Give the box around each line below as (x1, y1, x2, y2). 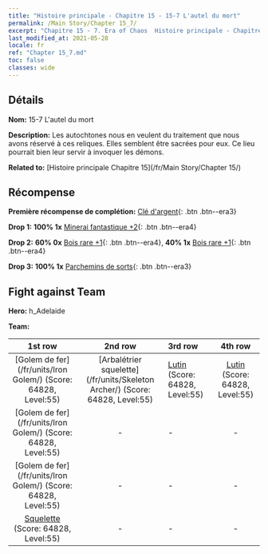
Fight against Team (8, 285, 106, 298)
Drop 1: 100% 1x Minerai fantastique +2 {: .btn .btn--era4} (8, 222, 197, 232)
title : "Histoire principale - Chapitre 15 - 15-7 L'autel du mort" (8, 11, 241, 20)
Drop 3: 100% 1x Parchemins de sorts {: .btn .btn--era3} (8, 261, 192, 272)
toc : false (8, 57, 45, 65)
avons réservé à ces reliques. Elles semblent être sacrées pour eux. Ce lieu (8, 138, 255, 148)
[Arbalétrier (98, 354, 142, 365)
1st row (27, 341, 57, 352)
